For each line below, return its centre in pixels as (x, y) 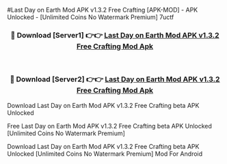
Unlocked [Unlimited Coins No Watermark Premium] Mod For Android (105, 154)
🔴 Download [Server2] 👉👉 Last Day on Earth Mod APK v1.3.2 (115, 79)
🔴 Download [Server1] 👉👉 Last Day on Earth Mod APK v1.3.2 (115, 35)
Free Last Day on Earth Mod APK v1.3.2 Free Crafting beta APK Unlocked (109, 126)
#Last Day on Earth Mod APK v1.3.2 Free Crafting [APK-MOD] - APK (103, 10)
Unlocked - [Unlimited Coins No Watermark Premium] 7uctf (91, 17)
